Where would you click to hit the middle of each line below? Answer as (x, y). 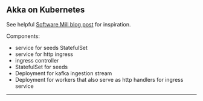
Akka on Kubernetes (46, 10)
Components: (23, 36)
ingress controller (37, 60)
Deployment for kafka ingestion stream (63, 73)
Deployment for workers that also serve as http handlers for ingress (99, 79)
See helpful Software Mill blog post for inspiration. (69, 24)
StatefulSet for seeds (41, 67)
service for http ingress (44, 54)
